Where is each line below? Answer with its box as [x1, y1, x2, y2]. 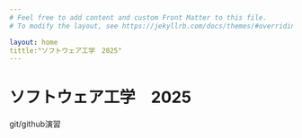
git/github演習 [9, 118, 61, 130]
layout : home [9, 38, 58, 47]
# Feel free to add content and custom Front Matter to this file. [9, 13, 268, 22]
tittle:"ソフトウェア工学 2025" [9, 46, 123, 55]
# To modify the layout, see [9, 22, 119, 30]
